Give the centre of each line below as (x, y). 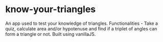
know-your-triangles (51, 9)
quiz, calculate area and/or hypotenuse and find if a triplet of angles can (81, 28)
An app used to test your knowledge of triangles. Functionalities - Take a (82, 23)
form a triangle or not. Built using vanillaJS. (51, 34)
